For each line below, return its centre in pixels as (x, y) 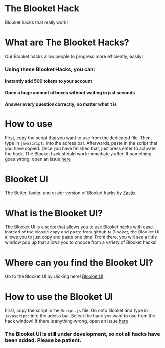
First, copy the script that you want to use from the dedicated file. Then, (79, 138)
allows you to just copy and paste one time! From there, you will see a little (81, 237)
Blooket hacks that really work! (37, 22)
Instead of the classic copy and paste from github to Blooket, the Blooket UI (82, 232)
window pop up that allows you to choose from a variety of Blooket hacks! (81, 242)
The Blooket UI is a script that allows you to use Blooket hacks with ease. (80, 227)
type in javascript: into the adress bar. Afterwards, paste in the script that (81, 143)
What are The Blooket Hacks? (67, 43)
